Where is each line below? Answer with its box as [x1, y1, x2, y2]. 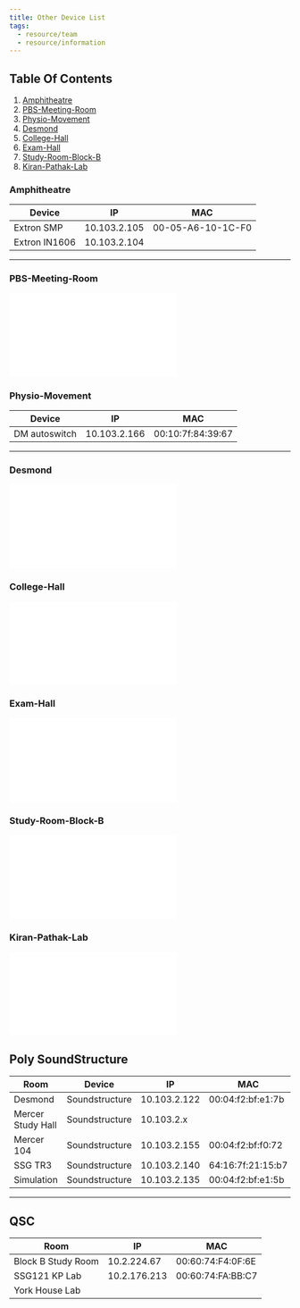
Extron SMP [13, 222, 63, 234]
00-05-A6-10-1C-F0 [153, 222, 253, 234]
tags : [9, 21, 29, 30]
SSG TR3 [13, 1159, 52, 1171]
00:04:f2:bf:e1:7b [208, 1094, 285, 1106]
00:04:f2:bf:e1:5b [208, 1174, 285, 1186]
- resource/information [17, 38, 105, 47]
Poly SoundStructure [9, 1052, 129, 1067]
